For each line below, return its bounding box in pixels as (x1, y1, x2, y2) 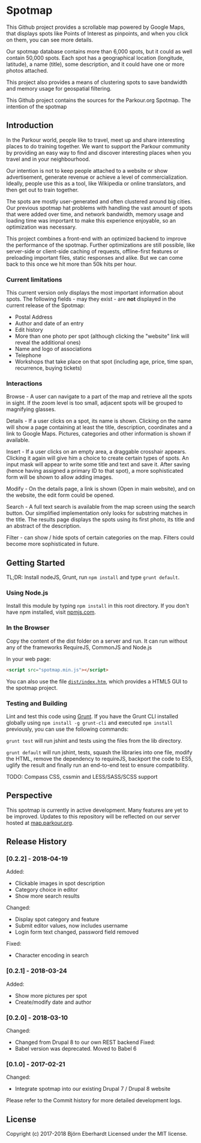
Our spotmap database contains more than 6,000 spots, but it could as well (6, 47, 193, 55)
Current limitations (6, 275, 62, 284)
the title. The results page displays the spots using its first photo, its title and (6, 516, 195, 523)
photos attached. (6, 67, 49, 74)
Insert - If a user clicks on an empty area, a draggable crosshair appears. (6, 448, 187, 455)
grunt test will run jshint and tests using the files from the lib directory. (6, 737, 182, 744)
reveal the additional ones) (14, 339, 81, 346)
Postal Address (14, 313, 53, 321)
